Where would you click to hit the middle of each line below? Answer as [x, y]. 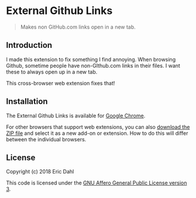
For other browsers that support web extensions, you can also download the [98, 127]
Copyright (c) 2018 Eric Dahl [40, 172]
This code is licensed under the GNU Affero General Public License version [97, 183]
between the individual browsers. [46, 139]
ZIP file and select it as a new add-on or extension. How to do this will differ [97, 133]
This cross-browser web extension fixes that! [61, 83]
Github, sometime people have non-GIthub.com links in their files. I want [93, 65]
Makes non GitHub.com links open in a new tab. [78, 27]
